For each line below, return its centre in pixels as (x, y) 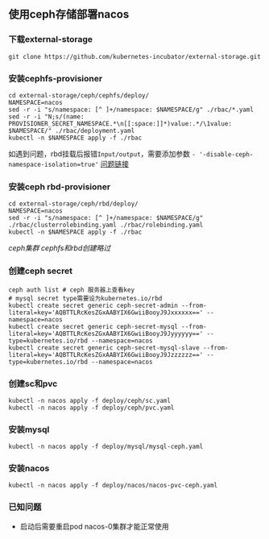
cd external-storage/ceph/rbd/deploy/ (73, 204)
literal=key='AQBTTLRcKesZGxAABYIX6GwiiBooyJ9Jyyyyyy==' (106, 334)
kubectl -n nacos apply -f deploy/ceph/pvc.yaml (91, 408)
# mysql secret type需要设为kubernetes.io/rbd (85, 298)
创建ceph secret (40, 271)
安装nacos (29, 468)
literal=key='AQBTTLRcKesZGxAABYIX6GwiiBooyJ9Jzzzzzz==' (106, 354)
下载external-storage (51, 39)
